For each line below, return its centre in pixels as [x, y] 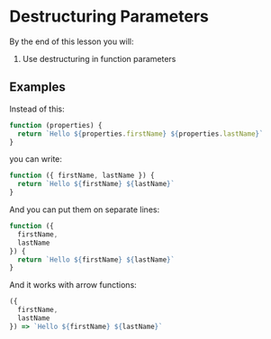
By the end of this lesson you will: [72, 41]
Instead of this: [37, 109]
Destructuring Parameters [109, 17]
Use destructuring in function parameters [99, 58]
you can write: [36, 159]
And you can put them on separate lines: [85, 210]
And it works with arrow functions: [73, 285]
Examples [37, 87]
